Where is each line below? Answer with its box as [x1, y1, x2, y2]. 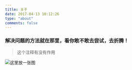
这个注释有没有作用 [16, 49, 56, 55]
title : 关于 [5, 7, 28, 12]
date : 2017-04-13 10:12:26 [5, 12, 59, 16]
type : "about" [5, 16, 34, 21]
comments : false [5, 20, 38, 26]
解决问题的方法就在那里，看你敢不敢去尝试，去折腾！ [5, 37, 129, 44]
